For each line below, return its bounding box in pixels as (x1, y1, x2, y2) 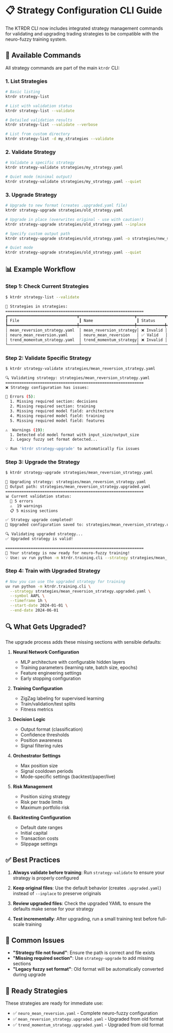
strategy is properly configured (12, 874, 79, 881)
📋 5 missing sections (10, 508, 58, 513)
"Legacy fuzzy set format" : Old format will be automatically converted (12, 966, 164, 972)
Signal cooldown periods (20, 768, 74, 774)
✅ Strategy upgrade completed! (5, 518, 74, 523)
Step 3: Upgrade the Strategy (5, 458, 80, 466)
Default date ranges (20, 824, 63, 830)
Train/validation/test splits (20, 700, 76, 707)
